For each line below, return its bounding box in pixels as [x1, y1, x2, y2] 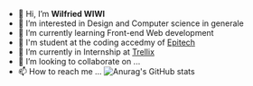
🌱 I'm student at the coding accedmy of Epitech [17, 37, 196, 47]
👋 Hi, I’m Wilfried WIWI [17, 9, 106, 19]
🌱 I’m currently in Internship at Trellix [17, 47, 155, 57]
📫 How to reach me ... [17, 66, 102, 76]
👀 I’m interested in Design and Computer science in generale [17, 18, 244, 29]
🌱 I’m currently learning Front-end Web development [17, 28, 214, 38]
